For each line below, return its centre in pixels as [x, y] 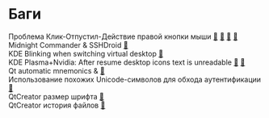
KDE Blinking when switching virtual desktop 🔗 [86, 53]
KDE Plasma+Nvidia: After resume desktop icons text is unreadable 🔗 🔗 [127, 62]
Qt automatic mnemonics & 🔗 [57, 70]
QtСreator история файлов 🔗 [57, 105]
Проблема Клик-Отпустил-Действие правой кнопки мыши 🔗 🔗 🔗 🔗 [123, 36]
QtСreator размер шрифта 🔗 [57, 96]
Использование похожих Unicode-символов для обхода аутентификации [134, 79]
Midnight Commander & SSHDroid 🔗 [68, 44]
